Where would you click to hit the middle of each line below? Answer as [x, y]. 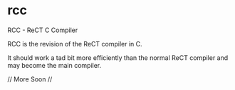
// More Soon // [30, 79]
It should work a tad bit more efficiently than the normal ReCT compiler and [118, 57]
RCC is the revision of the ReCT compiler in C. [75, 44]
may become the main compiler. [54, 65]
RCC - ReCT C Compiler [43, 30]
